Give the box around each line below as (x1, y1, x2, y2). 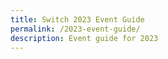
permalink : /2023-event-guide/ (10, 24, 141, 34)
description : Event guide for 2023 (10, 33, 159, 43)
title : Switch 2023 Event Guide (10, 14, 145, 25)
